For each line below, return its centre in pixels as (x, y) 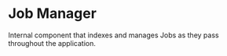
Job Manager (52, 14)
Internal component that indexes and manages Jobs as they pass (113, 35)
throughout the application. (52, 43)
